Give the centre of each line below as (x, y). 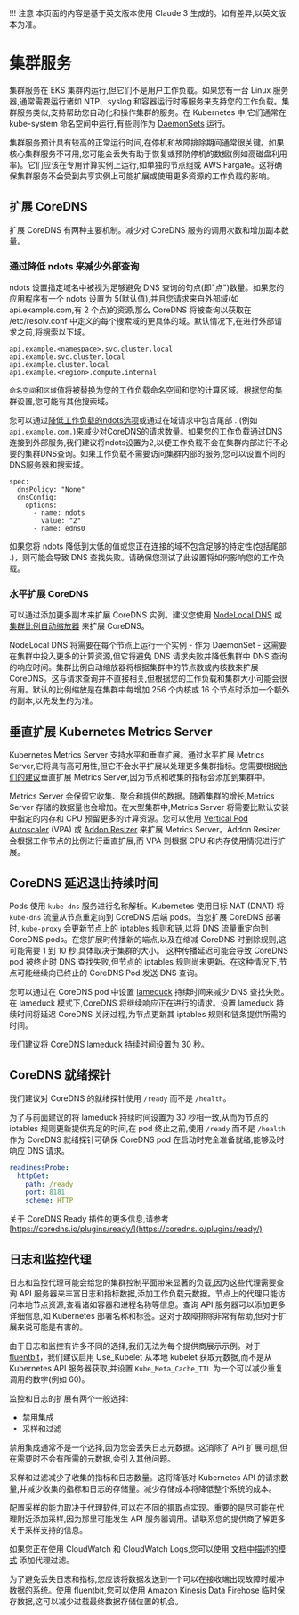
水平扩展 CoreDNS (49, 593)
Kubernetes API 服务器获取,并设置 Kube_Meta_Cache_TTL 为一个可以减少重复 (146, 1368)
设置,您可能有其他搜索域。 (65, 402)
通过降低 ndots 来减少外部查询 (74, 266)
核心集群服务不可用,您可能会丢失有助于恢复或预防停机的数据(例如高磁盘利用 (148, 153)
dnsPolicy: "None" (52, 490)
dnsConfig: (37, 498)
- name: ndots (59, 513)
